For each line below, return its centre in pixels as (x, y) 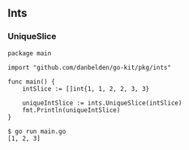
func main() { (32, 81)
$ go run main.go (37, 131)
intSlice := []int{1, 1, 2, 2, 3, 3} (86, 88)
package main (30, 53)
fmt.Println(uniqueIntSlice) (71, 110)
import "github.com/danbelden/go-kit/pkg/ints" (90, 67)
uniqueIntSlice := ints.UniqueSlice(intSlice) (102, 103)
